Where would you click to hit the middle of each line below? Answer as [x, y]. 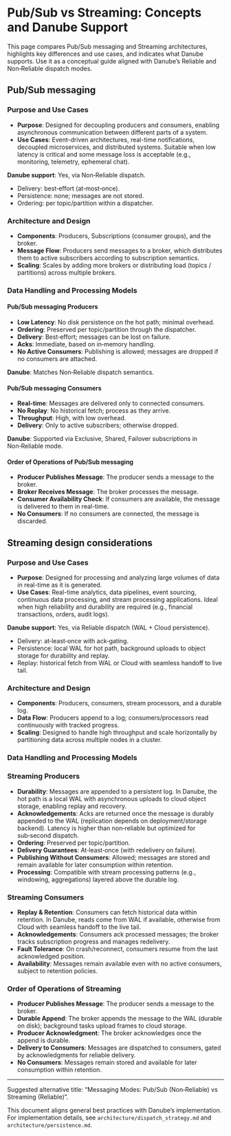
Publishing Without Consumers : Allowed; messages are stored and [113, 857]
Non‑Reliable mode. [35, 446]
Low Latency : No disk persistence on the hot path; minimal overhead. [116, 322]
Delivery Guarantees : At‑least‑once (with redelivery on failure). [107, 850]
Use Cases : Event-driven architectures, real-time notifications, [106, 139]
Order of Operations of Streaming [64, 988]
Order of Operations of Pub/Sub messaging [70, 462]
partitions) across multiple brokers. [67, 272]
